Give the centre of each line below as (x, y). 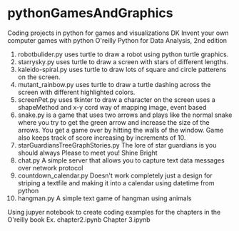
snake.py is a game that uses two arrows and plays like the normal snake (125, 115)
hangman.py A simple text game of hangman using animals (105, 198)
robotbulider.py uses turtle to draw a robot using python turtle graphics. (123, 54)
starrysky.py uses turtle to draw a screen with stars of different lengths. (123, 61)
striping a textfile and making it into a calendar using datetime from (116, 183)
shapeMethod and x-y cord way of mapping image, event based (112, 107)
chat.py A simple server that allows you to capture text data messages (121, 160)
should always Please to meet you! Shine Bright (88, 153)
